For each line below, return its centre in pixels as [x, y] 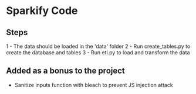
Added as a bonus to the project [65, 71]
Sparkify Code [42, 11]
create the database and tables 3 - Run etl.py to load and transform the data [98, 53]
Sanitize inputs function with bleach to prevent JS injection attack [94, 85]
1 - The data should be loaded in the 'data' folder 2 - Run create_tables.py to [98, 46]
